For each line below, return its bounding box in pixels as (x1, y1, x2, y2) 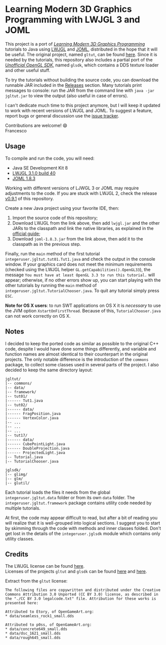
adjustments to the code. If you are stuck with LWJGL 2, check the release (5, 190, 157, 196)
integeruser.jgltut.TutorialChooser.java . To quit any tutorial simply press (5, 288, 160, 293)
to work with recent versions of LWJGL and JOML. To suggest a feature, (5, 108, 153, 114)
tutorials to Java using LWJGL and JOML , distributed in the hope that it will (5, 46, 158, 52)
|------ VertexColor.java (5, 415, 58, 420)
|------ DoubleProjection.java (5, 446, 70, 451)
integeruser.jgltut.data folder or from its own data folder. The (5, 494, 135, 500)
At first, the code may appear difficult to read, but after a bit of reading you (5, 515, 158, 521)
